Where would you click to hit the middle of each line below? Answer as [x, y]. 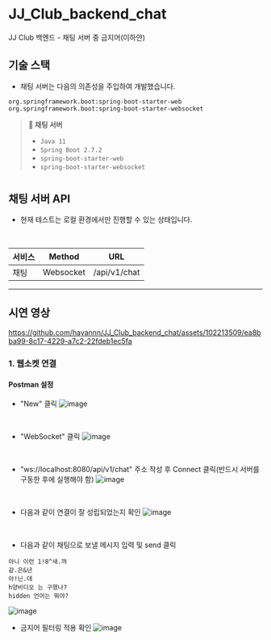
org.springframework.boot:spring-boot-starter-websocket [106, 109]
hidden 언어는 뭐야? [39, 596]
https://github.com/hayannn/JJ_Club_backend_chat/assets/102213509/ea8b [135, 333]
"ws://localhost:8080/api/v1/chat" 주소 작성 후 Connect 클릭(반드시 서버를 [140, 470]
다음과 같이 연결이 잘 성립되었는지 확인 [80, 512]
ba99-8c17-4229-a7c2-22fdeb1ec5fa [71, 341]
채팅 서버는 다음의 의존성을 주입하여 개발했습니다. [98, 86]
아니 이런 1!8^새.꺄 [38, 562]
